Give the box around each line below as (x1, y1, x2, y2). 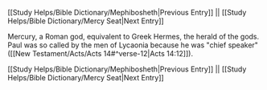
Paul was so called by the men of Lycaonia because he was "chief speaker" (7, 40, 259, 50)
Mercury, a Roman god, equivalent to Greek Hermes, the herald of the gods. (7, 32, 260, 41)
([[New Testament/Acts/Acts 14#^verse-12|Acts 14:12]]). (7, 49, 194, 58)
